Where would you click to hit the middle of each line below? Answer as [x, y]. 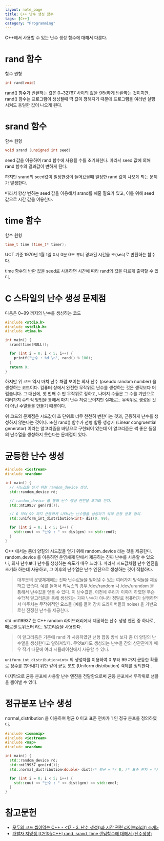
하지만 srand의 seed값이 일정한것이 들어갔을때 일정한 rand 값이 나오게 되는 [77, 177]
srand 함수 [26, 127]
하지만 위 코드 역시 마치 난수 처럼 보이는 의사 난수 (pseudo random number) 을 [81, 382]
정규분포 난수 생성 [39, 704]
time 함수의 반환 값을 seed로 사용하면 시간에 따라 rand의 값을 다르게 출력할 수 [79, 271]
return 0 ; [19, 367]
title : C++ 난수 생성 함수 [29, 14]
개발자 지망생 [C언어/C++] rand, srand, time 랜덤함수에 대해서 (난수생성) [82, 834]
